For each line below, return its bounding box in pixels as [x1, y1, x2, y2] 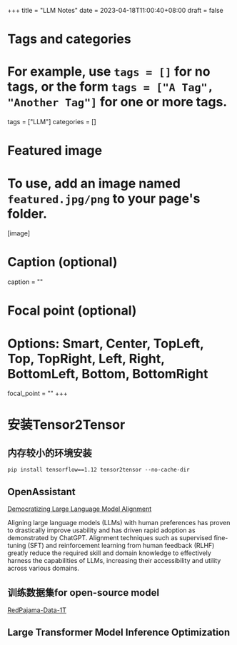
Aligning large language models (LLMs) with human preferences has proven [7, 519, 231, 527]
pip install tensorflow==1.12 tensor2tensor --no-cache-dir [7, 467, 191, 474]
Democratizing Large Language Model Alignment [7, 504, 152, 513]
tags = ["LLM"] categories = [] [7, 118, 96, 126]
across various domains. [7, 564, 80, 573]
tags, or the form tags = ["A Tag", [7, 78, 214, 95]
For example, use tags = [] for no [7, 64, 211, 80]
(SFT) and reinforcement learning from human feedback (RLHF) [27, 542, 215, 550]
